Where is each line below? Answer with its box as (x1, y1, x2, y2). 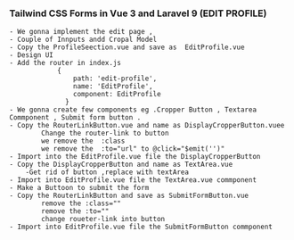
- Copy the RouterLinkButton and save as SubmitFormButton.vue (9, 191, 249, 201)
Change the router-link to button (41, 128, 169, 138)
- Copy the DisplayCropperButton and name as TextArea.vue (9, 160, 233, 170)
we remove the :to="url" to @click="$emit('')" (41, 145, 225, 153)
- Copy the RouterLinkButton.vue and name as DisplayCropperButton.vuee (9, 121, 285, 130)
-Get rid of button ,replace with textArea (25, 168, 190, 177)
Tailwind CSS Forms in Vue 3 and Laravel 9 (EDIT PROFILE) (9, 7, 267, 20)
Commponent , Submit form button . (9, 113, 142, 122)
